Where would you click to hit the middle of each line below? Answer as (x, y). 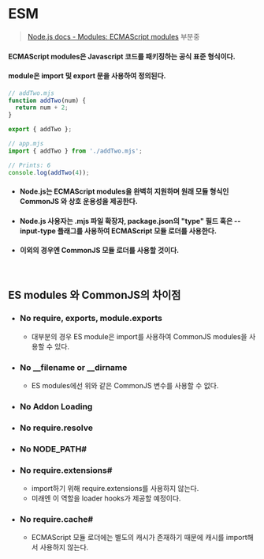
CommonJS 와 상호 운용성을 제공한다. (78, 202)
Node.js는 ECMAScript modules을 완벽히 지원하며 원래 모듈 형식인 (124, 191)
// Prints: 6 (30, 165)
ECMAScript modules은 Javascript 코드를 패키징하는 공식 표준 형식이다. (122, 56)
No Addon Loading (56, 406)
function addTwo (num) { (47, 100)
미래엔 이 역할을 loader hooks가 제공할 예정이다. (106, 498)
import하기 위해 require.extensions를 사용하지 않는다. (115, 489)
